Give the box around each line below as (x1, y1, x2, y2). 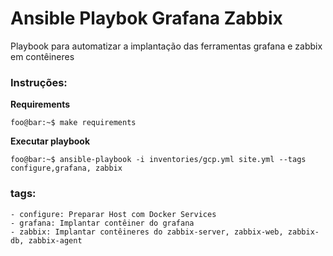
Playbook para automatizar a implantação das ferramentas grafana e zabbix (10, 40, 323, 52)
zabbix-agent (28, 235, 83, 246)
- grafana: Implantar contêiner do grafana (10, 218, 195, 228)
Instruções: (10, 75, 68, 89)
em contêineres (10, 50, 75, 62)
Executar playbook (10, 135, 91, 147)
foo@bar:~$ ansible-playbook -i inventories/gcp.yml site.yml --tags (10, 155, 307, 165)
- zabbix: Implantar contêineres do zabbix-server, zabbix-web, (10, 227, 284, 237)
